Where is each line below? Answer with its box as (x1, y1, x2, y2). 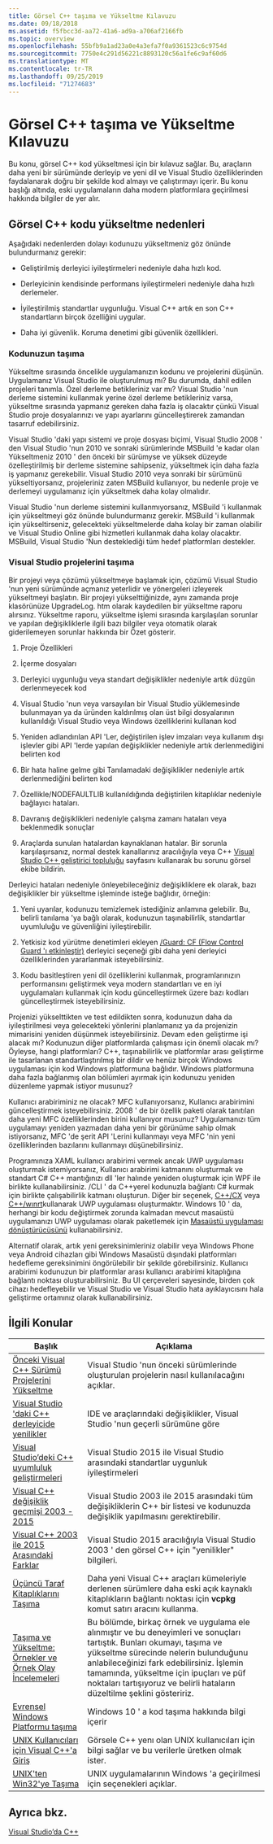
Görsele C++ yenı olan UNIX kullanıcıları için (87, 1734, 256, 1746)
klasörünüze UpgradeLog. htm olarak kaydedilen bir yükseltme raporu (8, 601, 243, 611)
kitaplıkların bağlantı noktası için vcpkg (87, 1593, 236, 1604)
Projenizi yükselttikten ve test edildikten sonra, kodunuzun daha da (8, 1012, 233, 1022)
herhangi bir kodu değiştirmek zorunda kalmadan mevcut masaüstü (8, 1207, 234, 1217)
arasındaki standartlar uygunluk (87, 1457, 208, 1468)
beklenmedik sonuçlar (19, 822, 95, 832)
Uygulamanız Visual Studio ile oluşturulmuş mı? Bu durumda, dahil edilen (8, 375, 252, 385)
